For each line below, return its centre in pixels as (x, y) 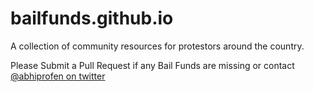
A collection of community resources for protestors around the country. (157, 46)
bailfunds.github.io (92, 18)
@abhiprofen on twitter (58, 76)
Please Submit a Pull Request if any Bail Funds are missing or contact (152, 65)
